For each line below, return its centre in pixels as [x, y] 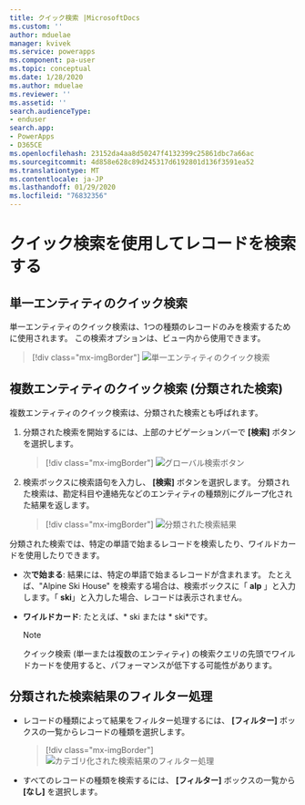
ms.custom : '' [36, 26]
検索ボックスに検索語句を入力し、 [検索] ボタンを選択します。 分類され [156, 482]
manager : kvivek [40, 43]
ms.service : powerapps [52, 52]
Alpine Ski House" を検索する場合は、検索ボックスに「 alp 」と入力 [169, 585]
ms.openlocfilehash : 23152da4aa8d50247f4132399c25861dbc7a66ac [132, 153]
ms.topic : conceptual [51, 69]
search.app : [32, 129]
